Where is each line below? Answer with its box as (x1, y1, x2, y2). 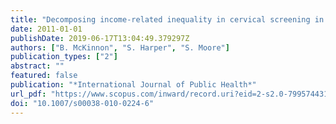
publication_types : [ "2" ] (10, 52, 118, 62)
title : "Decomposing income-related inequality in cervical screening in (10, 14, 325, 25)
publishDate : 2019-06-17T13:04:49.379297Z (10, 33, 190, 43)
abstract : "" (10, 61, 65, 71)
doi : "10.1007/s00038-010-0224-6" (10, 98, 155, 108)
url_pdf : (10, 89, 47, 99)
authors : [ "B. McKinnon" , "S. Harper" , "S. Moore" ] (10, 42, 230, 53)
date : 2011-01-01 (10, 24, 83, 34)
